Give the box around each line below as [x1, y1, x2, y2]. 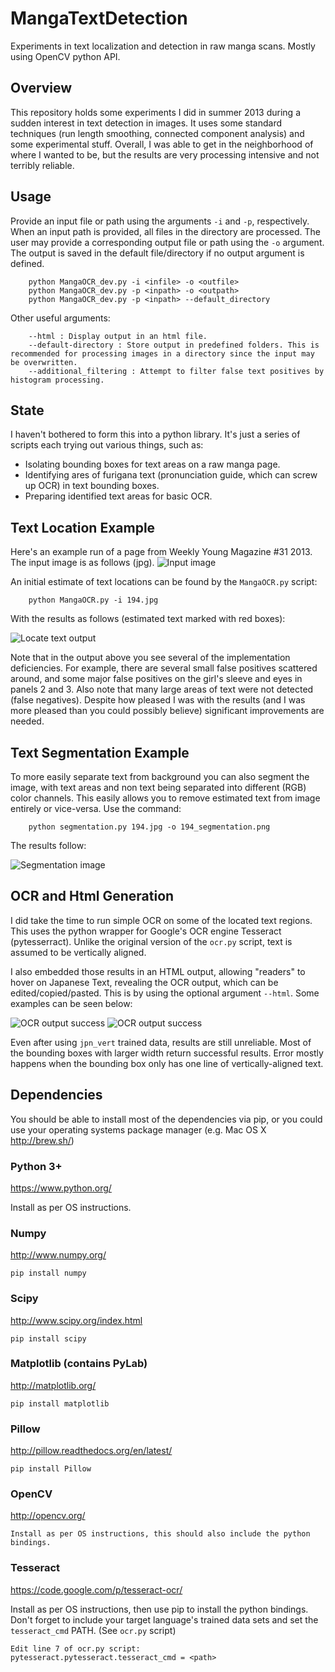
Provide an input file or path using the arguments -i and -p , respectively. [10, 215, 310, 227]
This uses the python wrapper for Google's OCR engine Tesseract [10, 925, 282, 937]
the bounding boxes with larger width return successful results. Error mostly [10, 1047, 324, 1059]
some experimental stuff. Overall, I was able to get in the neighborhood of [10, 138, 314, 150]
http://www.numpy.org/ [10, 1249, 107, 1261]
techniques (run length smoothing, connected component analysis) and [10, 127, 305, 139]
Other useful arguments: [10, 312, 111, 324]
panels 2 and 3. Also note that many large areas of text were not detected [10, 683, 314, 696]
